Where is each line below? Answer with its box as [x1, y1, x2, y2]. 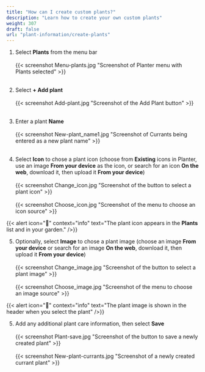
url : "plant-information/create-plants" [6, 32, 111, 38]
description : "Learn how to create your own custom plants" [6, 15, 163, 21]
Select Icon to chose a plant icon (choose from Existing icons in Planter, [15, 155, 197, 163]
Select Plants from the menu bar [15, 48, 98, 56]
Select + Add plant [15, 86, 63, 94]
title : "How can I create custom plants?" [6, 9, 116, 15]
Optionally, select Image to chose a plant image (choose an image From [15, 238, 196, 245]
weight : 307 [6, 20, 37, 26]
